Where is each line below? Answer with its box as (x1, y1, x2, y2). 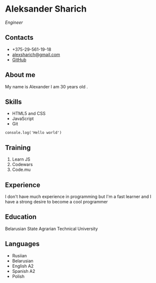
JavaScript (12, 116, 34, 122)
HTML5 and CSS (12, 111, 46, 117)
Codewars (12, 162, 33, 167)
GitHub (12, 57, 27, 63)
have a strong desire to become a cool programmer (5, 199, 108, 204)
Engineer (5, 19, 23, 25)
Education (5, 213, 37, 221)
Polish (12, 273, 25, 279)
